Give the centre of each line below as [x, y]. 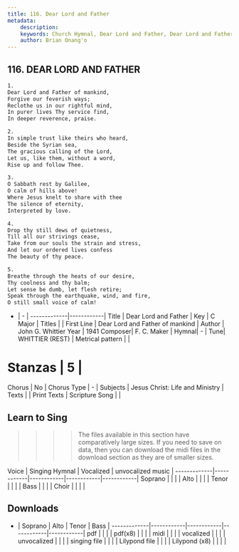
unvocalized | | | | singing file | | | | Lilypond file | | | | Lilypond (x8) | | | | [122, 541]
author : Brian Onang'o [54, 41]
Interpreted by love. [39, 211]
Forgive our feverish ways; [49, 99]
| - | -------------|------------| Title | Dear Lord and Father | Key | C [116, 316]
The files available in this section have [134, 434]
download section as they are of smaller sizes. [146, 457]
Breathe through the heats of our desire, [71, 276]
